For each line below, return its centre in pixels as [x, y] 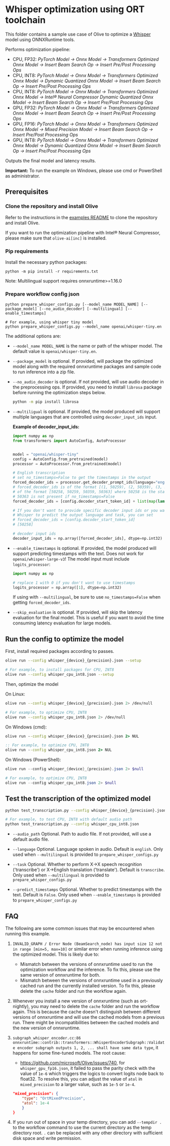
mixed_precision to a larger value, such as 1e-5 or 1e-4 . [78, 1085]
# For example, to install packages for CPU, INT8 [60, 670]
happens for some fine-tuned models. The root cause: [69, 1053]
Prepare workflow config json [42, 294]
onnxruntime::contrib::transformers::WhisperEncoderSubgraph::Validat [89, 1043]
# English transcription [39, 473]
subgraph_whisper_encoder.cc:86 [47, 1038]
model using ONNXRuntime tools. [40, 40]
